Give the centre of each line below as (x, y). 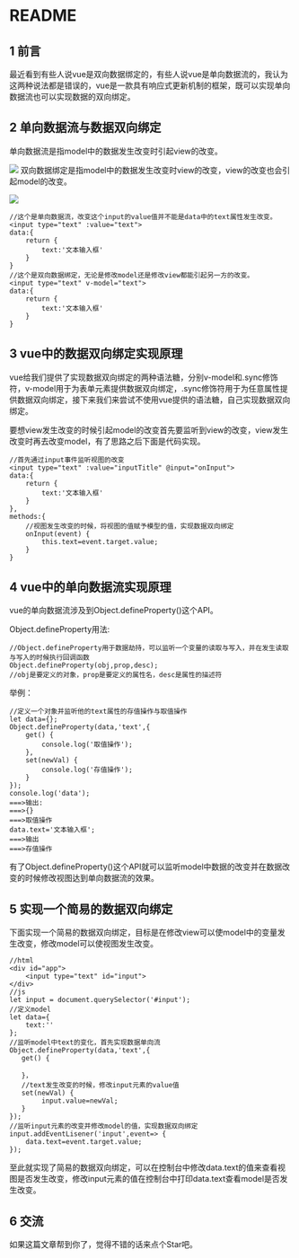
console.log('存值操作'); (87, 770)
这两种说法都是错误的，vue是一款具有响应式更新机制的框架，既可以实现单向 (150, 85)
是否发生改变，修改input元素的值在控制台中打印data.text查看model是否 (148, 1179)
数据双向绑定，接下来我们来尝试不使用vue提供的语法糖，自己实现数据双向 (154, 400)
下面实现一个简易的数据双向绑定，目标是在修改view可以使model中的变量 (144, 933)
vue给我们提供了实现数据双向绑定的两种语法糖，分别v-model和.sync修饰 (144, 377)
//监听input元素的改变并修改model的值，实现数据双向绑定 (104, 1126)
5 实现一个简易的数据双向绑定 (91, 909)
